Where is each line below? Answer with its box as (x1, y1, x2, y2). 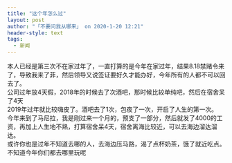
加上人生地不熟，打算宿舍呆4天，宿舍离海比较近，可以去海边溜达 (25, 122, 212, 131)
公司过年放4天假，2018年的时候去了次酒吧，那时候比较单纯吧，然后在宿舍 (7, 88, 220, 96)
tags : (7, 36, 23, 43)
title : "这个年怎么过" (7, 10, 66, 17)
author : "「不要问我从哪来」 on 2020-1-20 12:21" (7, 23, 144, 30)
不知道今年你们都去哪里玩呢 (7, 148, 87, 156)
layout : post (7, 17, 45, 23)
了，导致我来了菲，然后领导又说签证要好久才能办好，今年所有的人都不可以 (7, 70, 220, 79)
